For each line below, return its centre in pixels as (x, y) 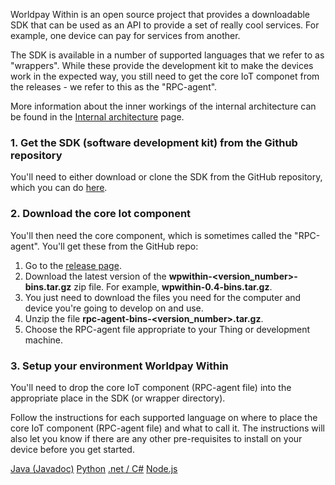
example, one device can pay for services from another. (125, 35)
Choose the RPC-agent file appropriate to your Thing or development (167, 329)
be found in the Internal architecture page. (97, 117)
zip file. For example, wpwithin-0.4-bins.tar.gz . (173, 286)
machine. (44, 340)
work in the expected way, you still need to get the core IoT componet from (165, 76)
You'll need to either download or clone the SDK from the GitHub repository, (166, 177)
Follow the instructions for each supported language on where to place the (164, 417)
